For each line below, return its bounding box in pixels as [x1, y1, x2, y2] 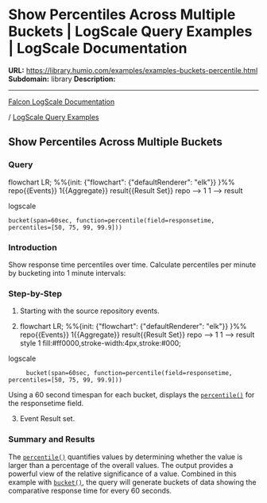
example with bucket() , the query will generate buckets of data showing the [8, 477, 257, 486]
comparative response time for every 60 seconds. [8, 486, 172, 495]
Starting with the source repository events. [19, 306, 161, 315]
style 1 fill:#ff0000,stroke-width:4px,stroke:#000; [19, 339, 181, 348]
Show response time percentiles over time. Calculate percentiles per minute [8, 260, 257, 269]
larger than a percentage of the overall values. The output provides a [8, 460, 234, 470]
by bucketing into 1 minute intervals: [8, 268, 126, 277]
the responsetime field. [8, 399, 84, 408]
